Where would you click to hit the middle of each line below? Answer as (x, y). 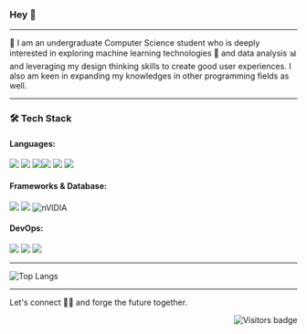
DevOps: (26, 228)
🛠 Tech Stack (41, 119)
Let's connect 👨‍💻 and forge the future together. (99, 302)
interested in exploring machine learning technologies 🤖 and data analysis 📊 (153, 53)
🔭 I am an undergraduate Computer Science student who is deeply (135, 43)
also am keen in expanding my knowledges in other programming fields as (149, 76)
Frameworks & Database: (58, 186)
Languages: (33, 143)
